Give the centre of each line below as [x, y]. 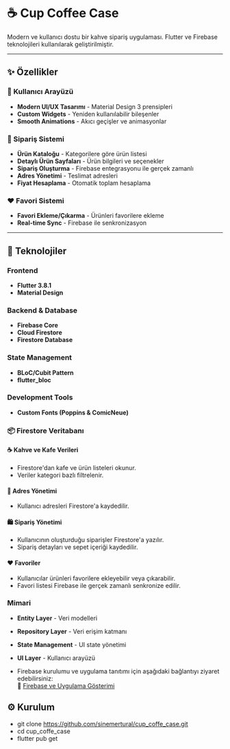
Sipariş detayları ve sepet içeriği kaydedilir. [77, 547]
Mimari [19, 603]
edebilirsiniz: [35, 678]
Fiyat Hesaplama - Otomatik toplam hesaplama [84, 183]
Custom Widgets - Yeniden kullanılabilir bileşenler [88, 114]
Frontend [23, 270]
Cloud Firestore [40, 332]
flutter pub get [37, 738]
